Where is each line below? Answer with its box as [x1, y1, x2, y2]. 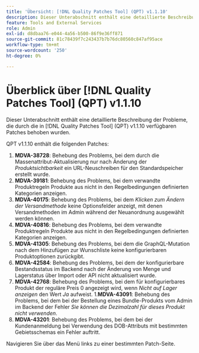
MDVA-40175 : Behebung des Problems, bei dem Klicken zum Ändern [14, 196, 185, 203]
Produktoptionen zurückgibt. [14, 253, 85, 260]
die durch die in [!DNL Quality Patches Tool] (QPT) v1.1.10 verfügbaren [6, 122, 176, 130]
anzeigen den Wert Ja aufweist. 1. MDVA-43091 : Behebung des [14, 291, 171, 298]
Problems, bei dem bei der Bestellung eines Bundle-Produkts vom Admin [14, 297, 192, 304]
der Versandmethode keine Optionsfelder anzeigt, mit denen [14, 202, 163, 209]
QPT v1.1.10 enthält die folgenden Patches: [6, 140, 109, 147]
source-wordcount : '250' [6, 48, 68, 53]
